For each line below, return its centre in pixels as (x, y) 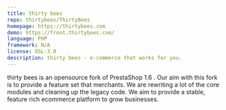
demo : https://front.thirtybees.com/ (61, 32)
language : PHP (27, 39)
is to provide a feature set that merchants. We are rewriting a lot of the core (113, 84)
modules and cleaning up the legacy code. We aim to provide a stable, (106, 92)
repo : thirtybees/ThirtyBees (49, 20)
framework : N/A (29, 45)
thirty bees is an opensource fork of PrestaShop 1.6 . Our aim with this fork (112, 77)
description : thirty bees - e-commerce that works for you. (95, 58)
